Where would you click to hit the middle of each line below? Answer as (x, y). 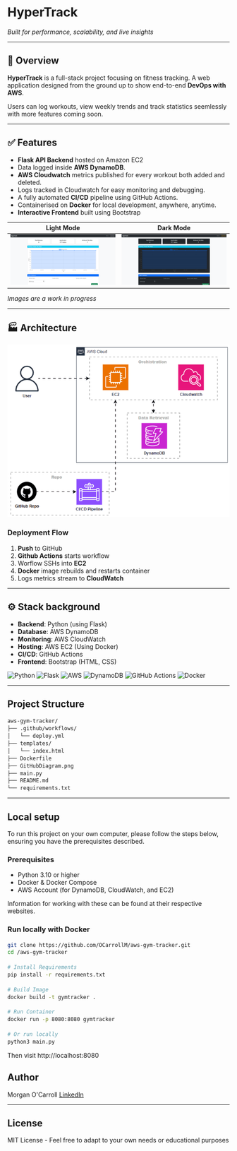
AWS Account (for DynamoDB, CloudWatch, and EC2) (96, 890)
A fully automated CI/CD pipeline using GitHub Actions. (98, 197)
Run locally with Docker (49, 929)
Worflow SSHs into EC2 (52, 563)
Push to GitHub (40, 548)
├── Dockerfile (30, 758)
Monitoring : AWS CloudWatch (61, 639)
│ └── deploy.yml (36, 736)
